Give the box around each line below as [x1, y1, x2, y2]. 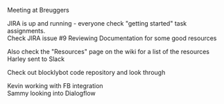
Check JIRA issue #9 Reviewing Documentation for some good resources [7, 34, 217, 42]
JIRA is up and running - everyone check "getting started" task [7, 19, 187, 27]
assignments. [7, 27, 46, 35]
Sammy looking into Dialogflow [7, 89, 96, 97]
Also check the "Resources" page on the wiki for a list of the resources [7, 48, 210, 55]
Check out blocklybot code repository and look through [7, 69, 166, 76]
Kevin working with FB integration [7, 82, 103, 89]
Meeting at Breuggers [7, 6, 69, 14]
